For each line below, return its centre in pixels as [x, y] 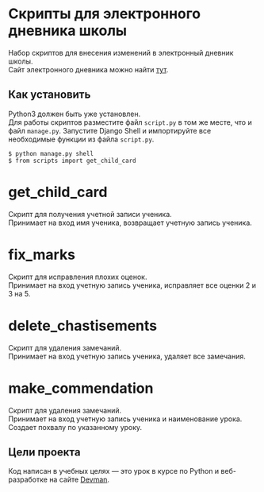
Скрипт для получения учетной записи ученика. [90, 214]
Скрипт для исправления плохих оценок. [78, 277]
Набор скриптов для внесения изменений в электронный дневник [121, 52]
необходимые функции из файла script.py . [81, 139]
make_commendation [81, 388]
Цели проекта [44, 452]
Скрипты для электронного [104, 14]
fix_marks [42, 254]
